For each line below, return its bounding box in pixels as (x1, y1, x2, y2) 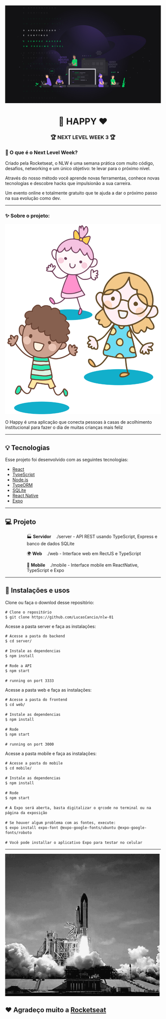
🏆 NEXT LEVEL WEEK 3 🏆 (50, 134, 116, 141)
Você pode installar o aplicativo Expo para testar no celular (9, 840, 142, 845)
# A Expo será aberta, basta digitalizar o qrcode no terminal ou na (5, 805, 152, 810)
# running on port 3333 (5, 678, 54, 683)
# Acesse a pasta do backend (5, 634, 65, 638)
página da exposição (5, 810, 48, 815)
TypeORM (12, 482, 33, 488)
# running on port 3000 (5, 742, 54, 747)
